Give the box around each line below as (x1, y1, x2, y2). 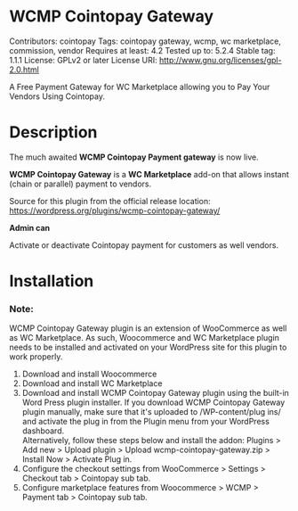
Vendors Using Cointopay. (9, 91, 105, 102)
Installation (9, 271, 94, 292)
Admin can (9, 222, 51, 233)
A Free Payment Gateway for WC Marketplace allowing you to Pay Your (9, 81, 270, 92)
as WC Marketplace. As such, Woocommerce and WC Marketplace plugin (9, 333, 280, 343)
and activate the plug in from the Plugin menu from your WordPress (21, 416, 270, 427)
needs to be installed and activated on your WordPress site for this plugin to (9, 342, 287, 353)
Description (9, 122, 98, 143)
